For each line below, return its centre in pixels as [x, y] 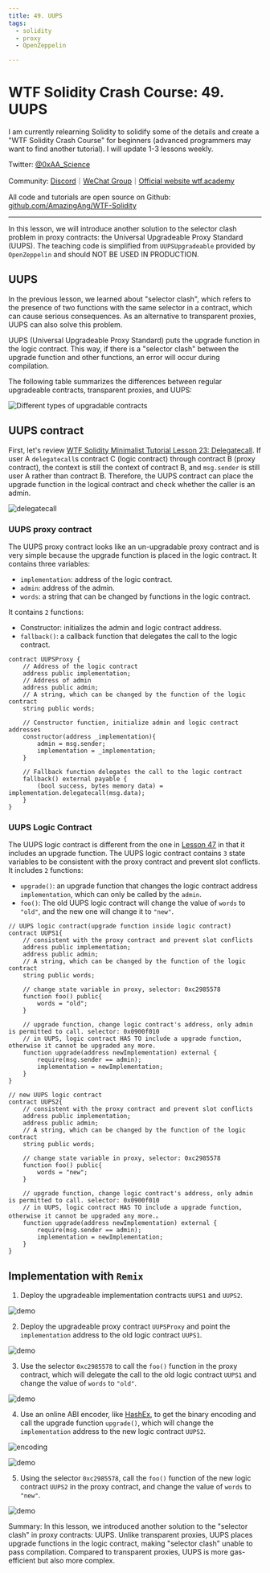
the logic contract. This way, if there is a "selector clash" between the [124, 348]
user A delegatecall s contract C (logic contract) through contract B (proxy [132, 458]
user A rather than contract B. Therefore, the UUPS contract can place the [131, 476]
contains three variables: [49, 563]
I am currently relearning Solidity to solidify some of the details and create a [134, 132]
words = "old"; [63, 1004]
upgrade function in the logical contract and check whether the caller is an [132, 484]
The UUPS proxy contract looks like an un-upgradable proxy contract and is [134, 547]
